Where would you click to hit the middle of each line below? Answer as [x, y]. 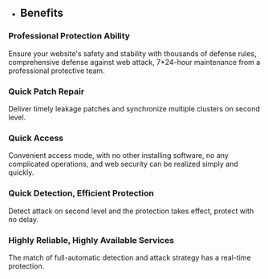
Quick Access [36, 138]
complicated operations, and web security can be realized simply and [123, 164]
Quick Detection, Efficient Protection [81, 193]
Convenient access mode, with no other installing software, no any [118, 156]
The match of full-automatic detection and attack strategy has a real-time [130, 257]
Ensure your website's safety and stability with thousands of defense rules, [132, 53]
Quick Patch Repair [47, 91]
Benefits [42, 13]
